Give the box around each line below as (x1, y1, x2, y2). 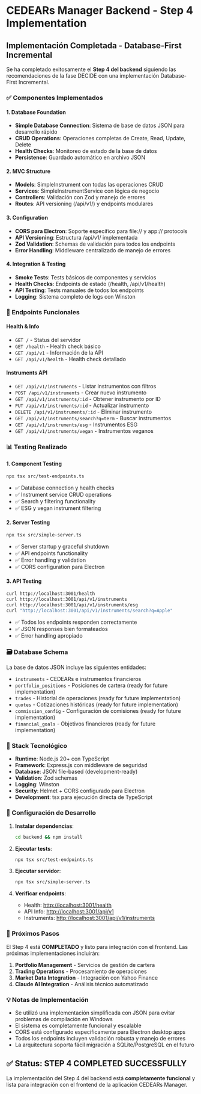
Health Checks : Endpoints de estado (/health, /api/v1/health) (14, 280, 166, 287)
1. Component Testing (6, 460, 62, 467)
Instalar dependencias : (14, 822, 74, 830)
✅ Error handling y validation (14, 556, 86, 564)
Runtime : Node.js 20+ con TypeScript (14, 755, 109, 762)
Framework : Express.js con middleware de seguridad (14, 762, 148, 769)
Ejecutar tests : (14, 845, 52, 852)
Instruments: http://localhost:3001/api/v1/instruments (23, 915, 155, 922)
